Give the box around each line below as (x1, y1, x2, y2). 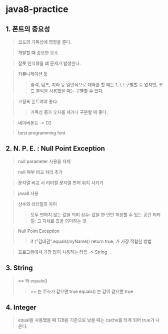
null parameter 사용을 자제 (17, 158, 71, 164)
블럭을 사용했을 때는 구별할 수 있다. (35, 88, 104, 94)
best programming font (17, 130, 65, 136)
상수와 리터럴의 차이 (17, 201, 57, 207)
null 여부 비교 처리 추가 (17, 169, 63, 175)
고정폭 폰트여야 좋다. (17, 99, 58, 104)
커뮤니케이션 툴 (17, 71, 48, 77)
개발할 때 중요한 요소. (17, 50, 59, 56)
